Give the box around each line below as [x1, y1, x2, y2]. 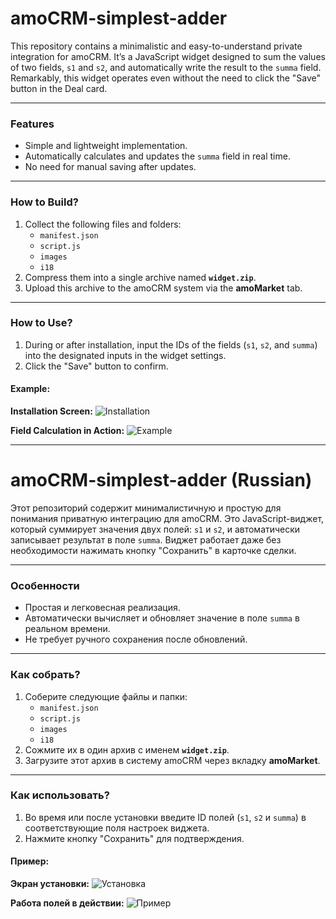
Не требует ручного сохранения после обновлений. [24, 633, 248, 646]
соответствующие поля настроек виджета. [24, 822, 210, 834]
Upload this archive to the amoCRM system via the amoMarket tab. [24, 282, 303, 294]
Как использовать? [10, 788, 110, 802]
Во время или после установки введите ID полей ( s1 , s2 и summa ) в [24, 811, 307, 823]
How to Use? [10, 316, 73, 330]
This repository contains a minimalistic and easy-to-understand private [10, 40, 303, 52]
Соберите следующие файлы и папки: [24, 690, 188, 702]
